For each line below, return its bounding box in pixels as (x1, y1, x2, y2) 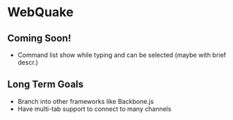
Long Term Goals (7, 79, 84, 91)
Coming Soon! (7, 32, 72, 44)
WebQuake (7, 4, 74, 20)
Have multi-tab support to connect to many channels (17, 105, 172, 113)
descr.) (17, 58, 39, 67)
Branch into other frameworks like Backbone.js (17, 97, 154, 105)
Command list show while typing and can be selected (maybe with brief (17, 51, 227, 59)
